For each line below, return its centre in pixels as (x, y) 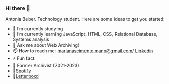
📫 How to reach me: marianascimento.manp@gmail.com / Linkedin (83, 51)
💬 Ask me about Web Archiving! (46, 45)
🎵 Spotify (22, 71)
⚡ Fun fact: (24, 58)
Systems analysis (31, 39)
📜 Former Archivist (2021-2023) (46, 66)
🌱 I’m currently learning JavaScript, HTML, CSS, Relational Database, (85, 34)
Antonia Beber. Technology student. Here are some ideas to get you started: (85, 19)
